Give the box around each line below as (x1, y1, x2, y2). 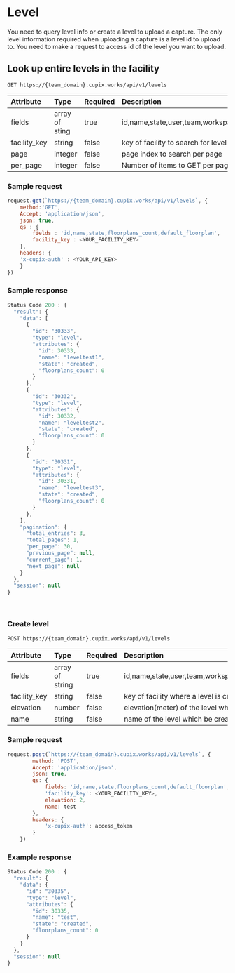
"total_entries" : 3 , (25, 530, 86, 537)
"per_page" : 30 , (25, 543, 73, 550)
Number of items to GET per (121, 160, 214, 170)
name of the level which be (124, 714, 213, 724)
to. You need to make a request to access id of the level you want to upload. (7, 42, 226, 51)
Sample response (7, 286, 69, 296)
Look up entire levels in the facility (7, 62, 159, 74)
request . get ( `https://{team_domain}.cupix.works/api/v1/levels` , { (7, 197, 208, 204)
